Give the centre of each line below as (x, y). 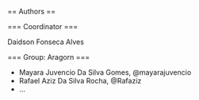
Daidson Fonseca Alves (46, 42)
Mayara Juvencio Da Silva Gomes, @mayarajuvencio (105, 72)
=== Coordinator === (43, 26)
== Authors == (32, 11)
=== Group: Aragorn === (49, 57)
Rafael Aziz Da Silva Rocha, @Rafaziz (80, 81)
